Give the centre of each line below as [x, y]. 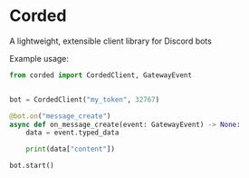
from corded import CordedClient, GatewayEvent [101, 75]
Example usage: [39, 58]
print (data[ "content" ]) [71, 149]
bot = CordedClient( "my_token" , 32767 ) [85, 99]
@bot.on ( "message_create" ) [60, 116]
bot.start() [32, 166]
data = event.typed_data [72, 133]
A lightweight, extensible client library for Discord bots [111, 41]
